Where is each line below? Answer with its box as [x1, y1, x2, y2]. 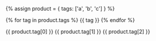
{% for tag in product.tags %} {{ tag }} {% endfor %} [5, 17, 135, 23]
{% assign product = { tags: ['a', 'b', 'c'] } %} [5, 5, 115, 12]
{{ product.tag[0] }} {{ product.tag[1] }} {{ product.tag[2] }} [5, 28, 151, 35]
